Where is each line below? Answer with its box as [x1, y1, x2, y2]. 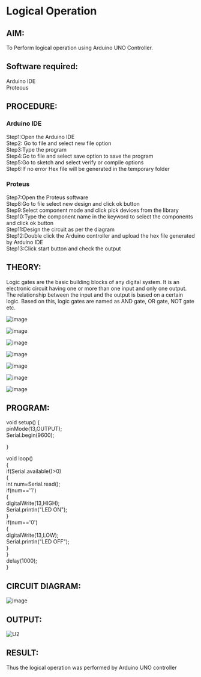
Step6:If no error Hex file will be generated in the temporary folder [6, 165, 170, 172]
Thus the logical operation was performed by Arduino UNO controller [6, 664, 177, 671]
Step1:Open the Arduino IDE [6, 133, 75, 140]
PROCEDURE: [6, 101, 58, 112]
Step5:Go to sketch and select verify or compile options [6, 158, 144, 166]
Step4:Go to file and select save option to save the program [6, 152, 154, 159]
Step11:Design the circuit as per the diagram [6, 226, 115, 233]
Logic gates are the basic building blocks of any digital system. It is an [6, 278, 180, 285]
